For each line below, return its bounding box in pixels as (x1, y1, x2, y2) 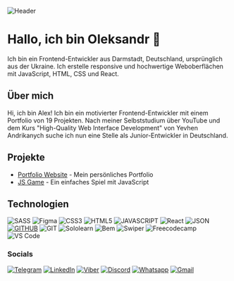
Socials (7, 249, 33, 259)
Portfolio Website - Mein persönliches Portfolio (17, 170, 154, 179)
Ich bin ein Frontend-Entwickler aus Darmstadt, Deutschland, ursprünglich (7, 54, 223, 63)
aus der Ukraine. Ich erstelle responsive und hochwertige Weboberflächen (7, 62, 224, 70)
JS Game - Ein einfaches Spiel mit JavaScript (17, 177, 149, 186)
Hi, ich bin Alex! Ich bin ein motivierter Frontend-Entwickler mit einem (7, 108, 209, 117)
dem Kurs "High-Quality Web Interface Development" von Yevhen (7, 123, 199, 132)
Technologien (7, 198, 69, 210)
